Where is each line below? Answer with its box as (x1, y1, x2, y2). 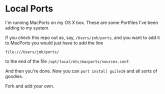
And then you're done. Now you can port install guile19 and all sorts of (5, 68, 157, 74)
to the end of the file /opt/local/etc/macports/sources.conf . (5, 58, 130, 64)
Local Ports (5, 3, 53, 14)
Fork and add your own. (5, 83, 54, 89)
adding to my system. (5, 24, 50, 30)
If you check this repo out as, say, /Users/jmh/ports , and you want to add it (5, 34, 160, 40)
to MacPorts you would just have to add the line (5, 39, 103, 45)
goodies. (5, 73, 23, 79)
